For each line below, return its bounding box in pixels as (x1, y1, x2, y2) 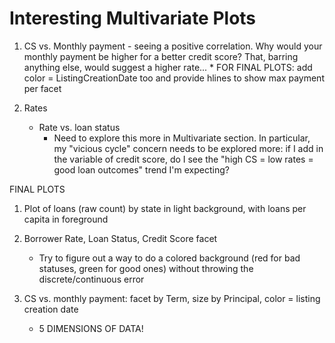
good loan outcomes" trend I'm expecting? (53, 163, 230, 176)
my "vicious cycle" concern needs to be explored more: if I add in (53, 142, 324, 154)
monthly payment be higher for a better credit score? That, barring (23, 50, 299, 62)
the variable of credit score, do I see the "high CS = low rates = (53, 153, 314, 165)
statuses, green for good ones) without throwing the (38, 262, 254, 274)
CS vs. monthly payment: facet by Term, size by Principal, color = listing (23, 292, 321, 304)
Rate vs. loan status (38, 121, 121, 133)
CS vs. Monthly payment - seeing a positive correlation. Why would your (23, 40, 323, 52)
